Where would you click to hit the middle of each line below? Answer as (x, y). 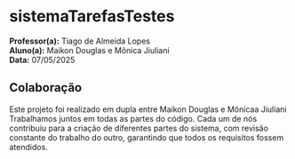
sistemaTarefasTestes (92, 16)
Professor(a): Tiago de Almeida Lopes (80, 41)
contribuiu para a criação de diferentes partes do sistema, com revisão (139, 128)
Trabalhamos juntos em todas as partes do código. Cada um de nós (133, 118)
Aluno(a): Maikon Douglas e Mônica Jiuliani (90, 50)
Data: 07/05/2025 (42, 60)
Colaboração (46, 87)
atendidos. (29, 147)
